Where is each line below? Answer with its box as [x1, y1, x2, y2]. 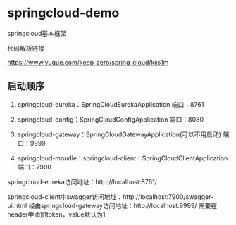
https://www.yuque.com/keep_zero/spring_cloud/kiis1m [7, 58, 169, 66]
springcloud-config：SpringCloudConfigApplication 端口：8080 [17, 115, 204, 124]
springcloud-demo [7, 5, 120, 21]
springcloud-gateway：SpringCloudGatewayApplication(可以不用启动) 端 [17, 130, 230, 139]
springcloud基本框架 [7, 29, 67, 37]
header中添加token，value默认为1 [7, 210, 106, 219]
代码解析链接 [7, 44, 44, 52]
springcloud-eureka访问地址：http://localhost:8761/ [7, 177, 157, 186]
